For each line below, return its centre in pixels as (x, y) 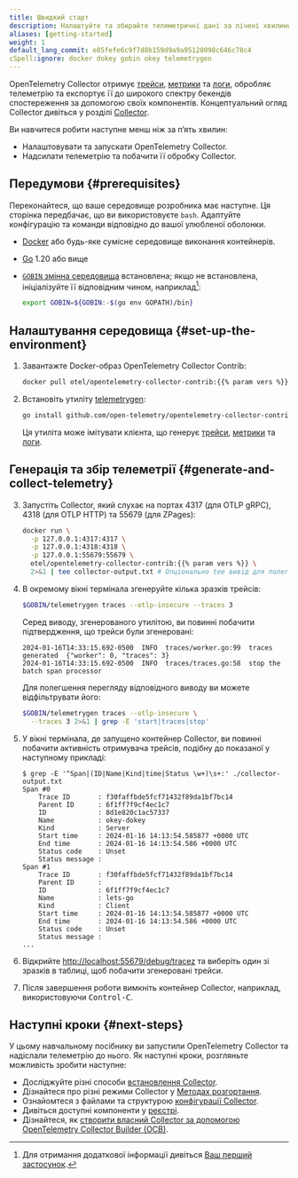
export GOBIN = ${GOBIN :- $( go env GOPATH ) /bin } (107, 303)
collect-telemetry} (61, 483)
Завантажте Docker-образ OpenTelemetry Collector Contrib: (134, 366)
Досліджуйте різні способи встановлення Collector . (120, 1082)
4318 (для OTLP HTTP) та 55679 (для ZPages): (109, 514)
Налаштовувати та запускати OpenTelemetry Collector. (125, 146)
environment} (48, 344)
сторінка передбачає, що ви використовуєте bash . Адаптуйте (125, 215)
